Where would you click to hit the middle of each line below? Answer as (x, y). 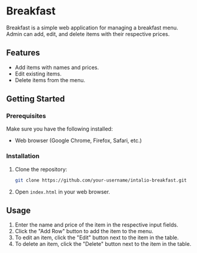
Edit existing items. (38, 74)
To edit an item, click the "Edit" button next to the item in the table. (97, 237)
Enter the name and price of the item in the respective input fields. (96, 225)
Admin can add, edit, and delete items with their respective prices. (88, 34)
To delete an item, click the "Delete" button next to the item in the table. (103, 244)
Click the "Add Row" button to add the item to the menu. (84, 231)
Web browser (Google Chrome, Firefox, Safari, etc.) (78, 141)
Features (23, 53)
